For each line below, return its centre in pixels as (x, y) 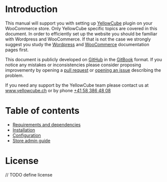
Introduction (31, 9)
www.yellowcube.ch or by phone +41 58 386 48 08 (58, 90)
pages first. (17, 50)
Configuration (26, 135)
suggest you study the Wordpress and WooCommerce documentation (77, 44)
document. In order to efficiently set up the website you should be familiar (81, 34)
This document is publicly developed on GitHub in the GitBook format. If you (84, 59)
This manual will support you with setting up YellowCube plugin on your (79, 23)
